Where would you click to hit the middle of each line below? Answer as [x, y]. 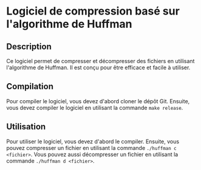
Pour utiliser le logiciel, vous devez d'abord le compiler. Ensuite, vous [93, 141]
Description [29, 46]
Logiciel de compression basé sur [93, 11]
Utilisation [26, 127]
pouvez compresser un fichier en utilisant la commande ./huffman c [92, 148]
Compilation [30, 87]
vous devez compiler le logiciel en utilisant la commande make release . [95, 107]
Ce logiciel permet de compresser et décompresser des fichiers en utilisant [101, 61]
